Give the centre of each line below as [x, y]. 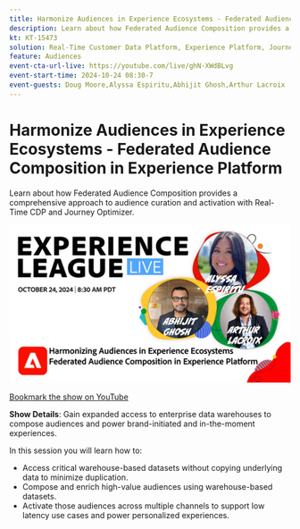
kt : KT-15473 [33, 38]
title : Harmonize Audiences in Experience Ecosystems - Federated [135, 19]
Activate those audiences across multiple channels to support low [143, 506]
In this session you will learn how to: [76, 450]
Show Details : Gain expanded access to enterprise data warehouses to [141, 415]
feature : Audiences [46, 57]
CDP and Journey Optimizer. [82, 212]
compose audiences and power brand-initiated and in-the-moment [133, 424]
